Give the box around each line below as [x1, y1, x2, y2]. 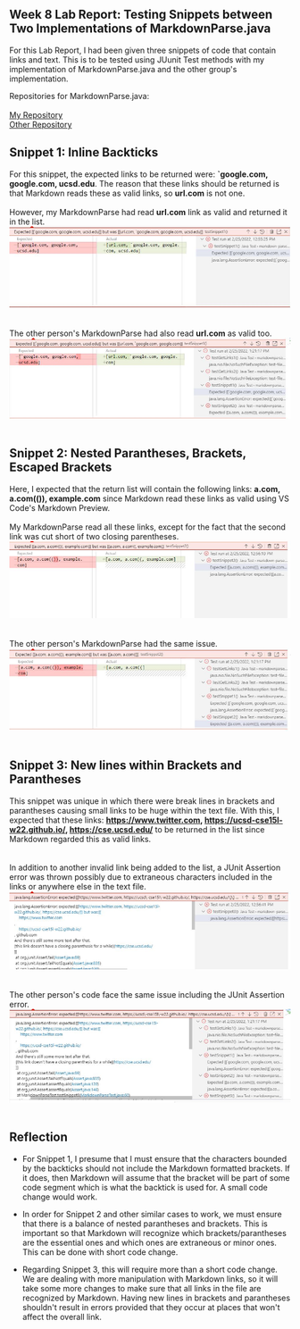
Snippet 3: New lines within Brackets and [9, 758, 243, 773]
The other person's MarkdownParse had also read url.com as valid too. [9, 328, 272, 339]
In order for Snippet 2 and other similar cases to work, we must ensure [21, 1208, 283, 1219]
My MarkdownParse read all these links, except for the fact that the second [9, 522, 286, 532]
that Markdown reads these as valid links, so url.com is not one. [9, 188, 246, 198]
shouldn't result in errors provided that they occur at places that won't [21, 1301, 280, 1312]
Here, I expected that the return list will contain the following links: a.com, [9, 483, 281, 494]
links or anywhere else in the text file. [9, 881, 146, 891]
